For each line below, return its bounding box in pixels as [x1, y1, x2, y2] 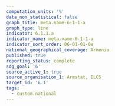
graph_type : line [6, 25, 49, 31]
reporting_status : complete [6, 58, 75, 64]
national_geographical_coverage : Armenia [6, 47, 110, 53]
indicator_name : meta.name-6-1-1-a [6, 36, 94, 42]
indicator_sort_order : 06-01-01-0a [6, 42, 94, 48]
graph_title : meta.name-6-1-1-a [6, 19, 86, 25]
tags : [6, 85, 19, 91]
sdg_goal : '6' [6, 63, 41, 69]
